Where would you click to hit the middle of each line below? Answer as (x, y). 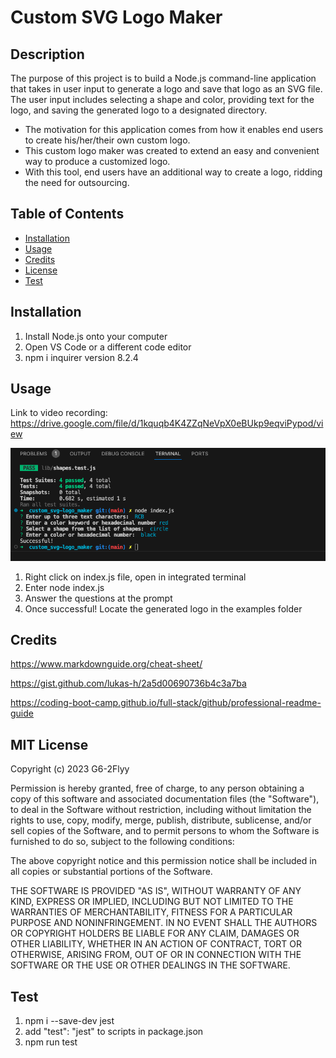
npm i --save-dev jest (69, 1020)
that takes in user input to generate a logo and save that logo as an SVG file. (166, 89)
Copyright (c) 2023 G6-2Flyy (70, 769)
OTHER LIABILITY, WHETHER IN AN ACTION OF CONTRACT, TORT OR (156, 944)
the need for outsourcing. (77, 182)
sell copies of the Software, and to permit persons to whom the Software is (165, 831)
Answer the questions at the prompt (98, 598)
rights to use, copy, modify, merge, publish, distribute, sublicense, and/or (161, 820)
